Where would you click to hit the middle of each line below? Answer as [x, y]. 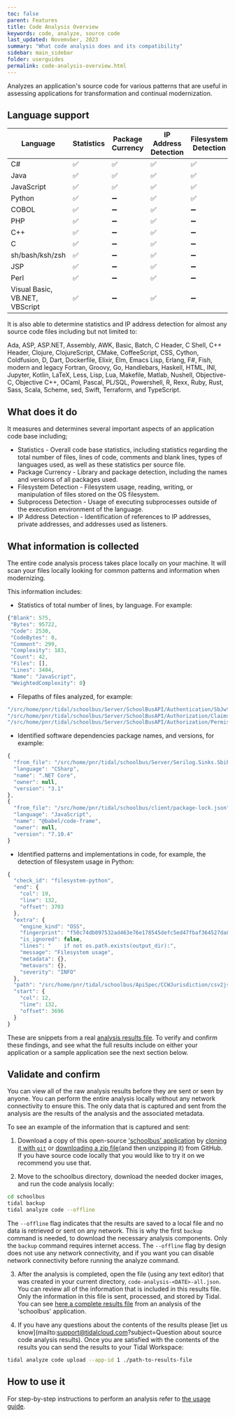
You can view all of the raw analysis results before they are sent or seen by [115, 1091]
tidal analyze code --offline [51, 1210]
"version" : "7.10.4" [43, 834]
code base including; [37, 436]
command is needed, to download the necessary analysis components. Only [117, 1238]
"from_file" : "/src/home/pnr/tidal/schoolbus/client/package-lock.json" [122, 808]
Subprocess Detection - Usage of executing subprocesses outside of [117, 502]
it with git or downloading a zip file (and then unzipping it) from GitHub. [120, 1148]
